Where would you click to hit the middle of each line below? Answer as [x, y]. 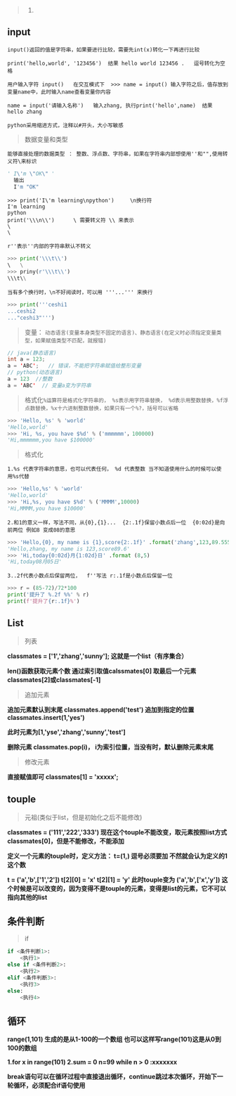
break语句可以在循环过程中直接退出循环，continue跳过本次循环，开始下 [112, 1077]
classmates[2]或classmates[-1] [54, 679]
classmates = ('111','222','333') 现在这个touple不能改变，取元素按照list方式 [117, 832]
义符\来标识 [22, 161]
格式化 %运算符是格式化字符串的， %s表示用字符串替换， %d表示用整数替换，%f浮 [126, 399]
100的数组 [22, 1048]
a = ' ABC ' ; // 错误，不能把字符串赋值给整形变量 [74, 366]
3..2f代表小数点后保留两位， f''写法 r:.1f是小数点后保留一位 [90, 576]
